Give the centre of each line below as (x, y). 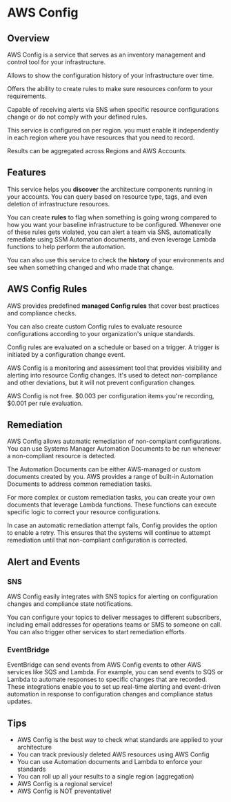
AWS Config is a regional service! (64, 784)
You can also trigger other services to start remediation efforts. (97, 632)
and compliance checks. (42, 313)
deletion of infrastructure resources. (59, 204)
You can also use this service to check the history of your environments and (116, 260)
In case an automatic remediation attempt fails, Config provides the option (112, 525)
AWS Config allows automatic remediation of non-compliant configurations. (114, 441)
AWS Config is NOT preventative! (64, 791)
